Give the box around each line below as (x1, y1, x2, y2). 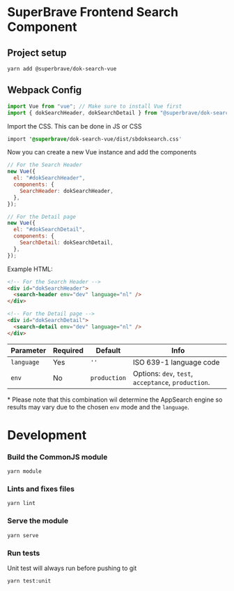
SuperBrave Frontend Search (7, 4, 179, 20)
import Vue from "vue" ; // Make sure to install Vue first (7, 103, 182, 110)
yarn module (7, 468, 42, 475)
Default (95, 345, 121, 355)
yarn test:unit (7, 578, 52, 585)
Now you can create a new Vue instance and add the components (7, 148, 197, 156)
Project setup (7, 47, 68, 59)
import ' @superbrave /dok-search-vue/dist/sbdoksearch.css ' (7, 136, 182, 143)
